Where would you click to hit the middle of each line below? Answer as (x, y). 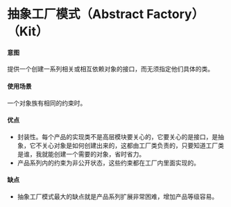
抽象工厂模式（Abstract (76, 14)
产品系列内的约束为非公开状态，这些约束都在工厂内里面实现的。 (108, 163)
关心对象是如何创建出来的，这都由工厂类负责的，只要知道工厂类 (132, 145)
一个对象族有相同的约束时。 (47, 103)
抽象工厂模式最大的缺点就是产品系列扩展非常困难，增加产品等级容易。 (118, 197)
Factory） (176, 14)
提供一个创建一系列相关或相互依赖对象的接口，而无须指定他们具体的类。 (110, 69)
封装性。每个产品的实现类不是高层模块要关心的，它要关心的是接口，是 (118, 136)
